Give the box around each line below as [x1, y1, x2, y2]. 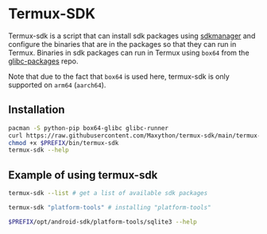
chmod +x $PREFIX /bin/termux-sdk [8, 139, 119, 147]
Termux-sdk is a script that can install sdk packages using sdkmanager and [8, 31, 256, 40]
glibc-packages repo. [8, 56, 79, 66]
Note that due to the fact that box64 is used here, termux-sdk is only [8, 71, 230, 81]
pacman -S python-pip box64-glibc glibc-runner [8, 124, 169, 132]
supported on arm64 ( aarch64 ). [8, 80, 106, 90]
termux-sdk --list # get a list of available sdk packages [8, 190, 208, 198]
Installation [8, 103, 65, 117]
